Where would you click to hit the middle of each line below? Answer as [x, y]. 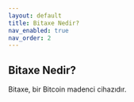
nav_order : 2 [30, 38]
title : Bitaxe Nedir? [44, 23]
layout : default [35, 16]
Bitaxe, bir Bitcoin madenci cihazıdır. [67, 89]
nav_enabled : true [38, 30]
